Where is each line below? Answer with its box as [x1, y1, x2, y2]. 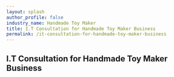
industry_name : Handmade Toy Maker [6, 20, 96, 26]
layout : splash [6, 8, 45, 15]
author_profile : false [6, 14, 64, 20]
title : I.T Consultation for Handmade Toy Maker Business [6, 25, 156, 32]
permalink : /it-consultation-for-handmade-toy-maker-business [6, 31, 167, 37]
